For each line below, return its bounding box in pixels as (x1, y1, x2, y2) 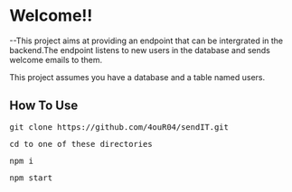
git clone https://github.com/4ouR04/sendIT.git (9, 122, 229, 132)
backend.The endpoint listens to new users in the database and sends (9, 44, 271, 55)
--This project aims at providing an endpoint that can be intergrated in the (9, 35, 284, 46)
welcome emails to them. (9, 54, 103, 65)
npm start (9, 172, 52, 183)
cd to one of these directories (9, 139, 153, 149)
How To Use (9, 98, 79, 114)
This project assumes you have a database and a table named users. (9, 71, 266, 82)
